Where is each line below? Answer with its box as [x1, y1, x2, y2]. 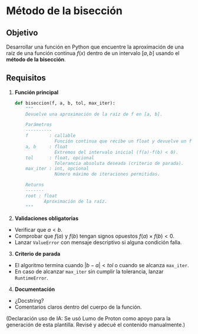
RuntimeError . [14, 274, 48, 281]
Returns [25, 182, 44, 188]
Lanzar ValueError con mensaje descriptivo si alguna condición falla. [14, 238, 182, 246]
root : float [25, 193, 58, 199]
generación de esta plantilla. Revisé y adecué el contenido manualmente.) [6, 321, 186, 328]
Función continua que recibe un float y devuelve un [54, 138, 187, 144]
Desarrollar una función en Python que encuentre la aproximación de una [6, 43, 184, 50]
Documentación [14, 286, 55, 293]
